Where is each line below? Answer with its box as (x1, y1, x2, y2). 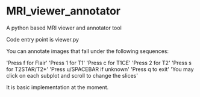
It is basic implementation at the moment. (6, 83, 109, 91)
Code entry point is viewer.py (6, 36, 80, 43)
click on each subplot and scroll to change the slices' (6, 72, 139, 79)
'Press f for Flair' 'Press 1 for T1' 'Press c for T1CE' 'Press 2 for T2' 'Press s (6, 59, 192, 66)
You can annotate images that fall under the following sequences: (6, 47, 169, 55)
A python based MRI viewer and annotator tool (6, 24, 122, 31)
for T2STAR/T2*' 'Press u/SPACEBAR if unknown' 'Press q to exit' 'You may (6, 65, 194, 73)
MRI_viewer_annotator (6, 4, 120, 18)
